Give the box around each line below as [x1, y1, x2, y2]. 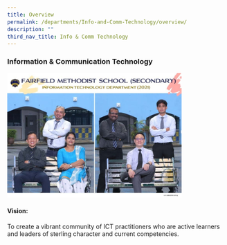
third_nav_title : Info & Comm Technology [7, 33, 129, 40]
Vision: [7, 207, 28, 215]
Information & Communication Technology [7, 57, 154, 66]
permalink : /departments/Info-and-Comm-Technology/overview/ [7, 18, 188, 26]
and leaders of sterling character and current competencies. [7, 229, 179, 238]
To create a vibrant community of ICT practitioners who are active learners [7, 222, 220, 230]
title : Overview [7, 11, 54, 18]
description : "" [7, 26, 54, 33]
